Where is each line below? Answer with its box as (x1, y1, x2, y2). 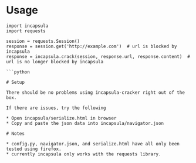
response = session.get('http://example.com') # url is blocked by (6, 43, 177, 49)
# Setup (6, 79, 25, 85)
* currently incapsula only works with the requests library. (6, 151, 161, 157)
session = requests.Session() (6, 38, 80, 44)
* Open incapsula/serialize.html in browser (6, 115, 117, 121)
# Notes (6, 130, 25, 137)
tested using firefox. (6, 146, 62, 152)
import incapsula (6, 23, 49, 29)
